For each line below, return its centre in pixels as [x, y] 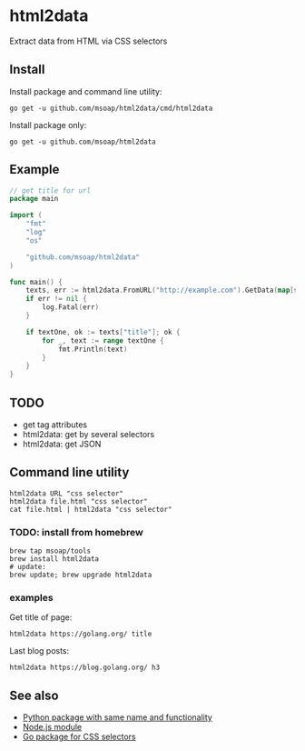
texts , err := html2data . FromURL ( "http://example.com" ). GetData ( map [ [160, 290]
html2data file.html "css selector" [79, 501]
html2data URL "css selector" [67, 493]
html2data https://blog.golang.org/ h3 [85, 668]
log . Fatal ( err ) [71, 307]
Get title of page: [41, 617]
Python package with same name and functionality [118, 717]
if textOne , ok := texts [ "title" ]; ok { [103, 332]
